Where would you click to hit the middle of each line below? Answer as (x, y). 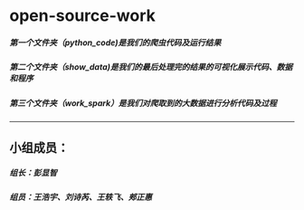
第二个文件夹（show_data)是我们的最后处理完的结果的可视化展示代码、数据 (151, 67)
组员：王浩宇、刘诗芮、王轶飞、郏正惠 (81, 197)
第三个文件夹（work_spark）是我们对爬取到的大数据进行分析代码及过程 (143, 103)
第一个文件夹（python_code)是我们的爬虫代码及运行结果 (115, 43)
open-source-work (82, 16)
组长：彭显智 (33, 172)
